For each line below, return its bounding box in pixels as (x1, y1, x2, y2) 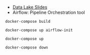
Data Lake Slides (12, 4, 48, 10)
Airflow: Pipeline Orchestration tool (12, 9, 85, 15)
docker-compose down (5, 45, 49, 50)
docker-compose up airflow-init (5, 28, 73, 33)
